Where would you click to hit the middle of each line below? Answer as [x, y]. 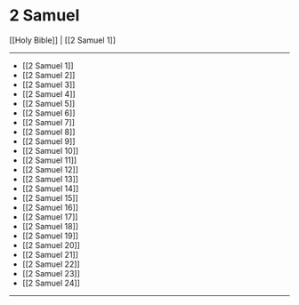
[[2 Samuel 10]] [50, 150]
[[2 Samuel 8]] [48, 132]
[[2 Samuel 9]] [48, 141]
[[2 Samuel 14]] [50, 189]
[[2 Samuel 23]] [51, 273]
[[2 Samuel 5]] [48, 103]
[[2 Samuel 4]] [48, 93]
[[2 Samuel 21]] [50, 254]
